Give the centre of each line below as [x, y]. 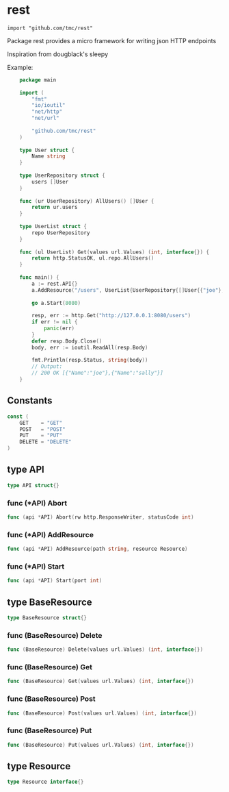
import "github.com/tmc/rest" [50, 28]
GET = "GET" [41, 423]
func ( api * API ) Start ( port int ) [55, 581]
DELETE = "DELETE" [45, 442]
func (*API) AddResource [51, 534]
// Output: [47, 367]
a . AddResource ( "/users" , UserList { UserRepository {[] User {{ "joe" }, [128, 290]
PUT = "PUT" [41, 436]
